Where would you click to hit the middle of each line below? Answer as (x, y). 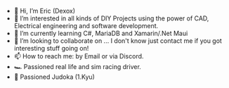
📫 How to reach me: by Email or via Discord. (79, 56)
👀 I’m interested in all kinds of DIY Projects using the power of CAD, (111, 18)
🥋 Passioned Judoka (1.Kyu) (54, 77)
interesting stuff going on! (51, 48)
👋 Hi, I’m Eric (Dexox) (45, 11)
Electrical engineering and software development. (86, 26)
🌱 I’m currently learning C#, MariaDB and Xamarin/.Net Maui (101, 33)
